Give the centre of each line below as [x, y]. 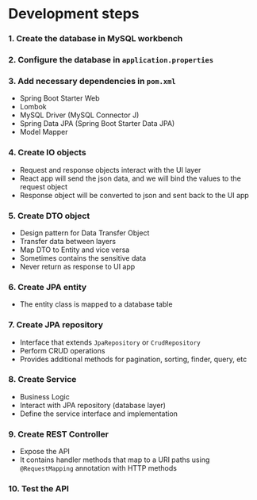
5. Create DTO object [49, 216]
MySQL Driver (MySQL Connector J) [79, 115]
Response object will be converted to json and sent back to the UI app [134, 195]
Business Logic [44, 396]
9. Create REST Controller [59, 434]
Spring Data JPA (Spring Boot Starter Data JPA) [97, 124]
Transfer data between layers [68, 241]
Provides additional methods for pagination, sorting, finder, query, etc [133, 359]
